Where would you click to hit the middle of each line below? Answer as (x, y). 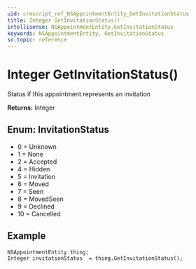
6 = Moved (33, 184)
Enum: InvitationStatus (58, 130)
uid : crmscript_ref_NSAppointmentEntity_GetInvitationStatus (98, 14)
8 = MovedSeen (41, 199)
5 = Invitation (36, 176)
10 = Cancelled (39, 214)
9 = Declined (36, 206)
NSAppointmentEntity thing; (48, 252)
